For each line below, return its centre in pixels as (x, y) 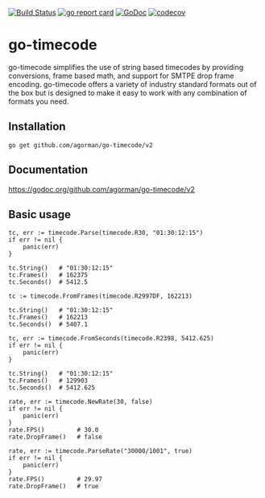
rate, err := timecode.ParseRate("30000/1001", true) (101, 451)
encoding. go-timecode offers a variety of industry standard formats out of (132, 84)
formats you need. (39, 101)
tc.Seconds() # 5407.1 (48, 325)
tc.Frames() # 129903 (48, 381)
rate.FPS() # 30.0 (54, 430)
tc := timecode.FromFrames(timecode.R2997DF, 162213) (101, 296)
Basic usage (39, 214)
